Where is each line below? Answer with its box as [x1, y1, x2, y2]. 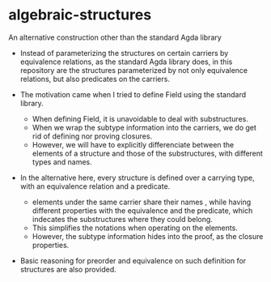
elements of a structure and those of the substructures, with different [32, 148, 263, 158]
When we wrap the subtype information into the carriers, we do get [32, 122, 257, 132]
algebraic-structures [8, 6, 152, 24]
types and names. [32, 156, 93, 167]
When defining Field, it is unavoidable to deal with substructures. [32, 113, 248, 123]
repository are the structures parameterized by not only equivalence [19, 65, 248, 75]
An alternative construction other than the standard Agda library [8, 32, 222, 42]
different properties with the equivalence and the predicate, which [32, 205, 253, 216]
